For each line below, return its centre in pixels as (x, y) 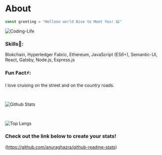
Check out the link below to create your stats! (61, 136)
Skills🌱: (14, 44)
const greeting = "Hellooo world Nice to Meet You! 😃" (63, 22)
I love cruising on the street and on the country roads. (60, 85)
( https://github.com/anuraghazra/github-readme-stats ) (61, 147)
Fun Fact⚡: (18, 73)
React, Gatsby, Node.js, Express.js (40, 60)
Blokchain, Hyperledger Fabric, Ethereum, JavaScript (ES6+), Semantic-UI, (81, 55)
